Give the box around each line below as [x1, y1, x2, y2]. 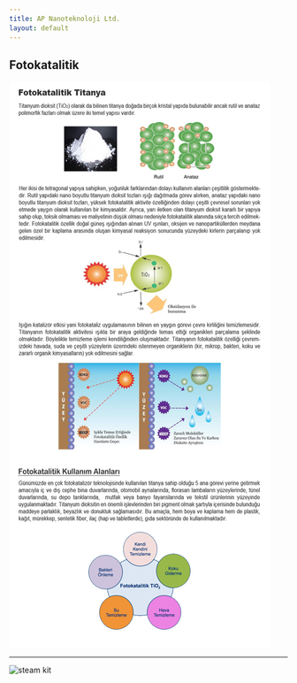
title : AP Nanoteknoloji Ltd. [9, 14, 121, 23]
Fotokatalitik [9, 58, 80, 73]
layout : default [9, 23, 69, 33]
